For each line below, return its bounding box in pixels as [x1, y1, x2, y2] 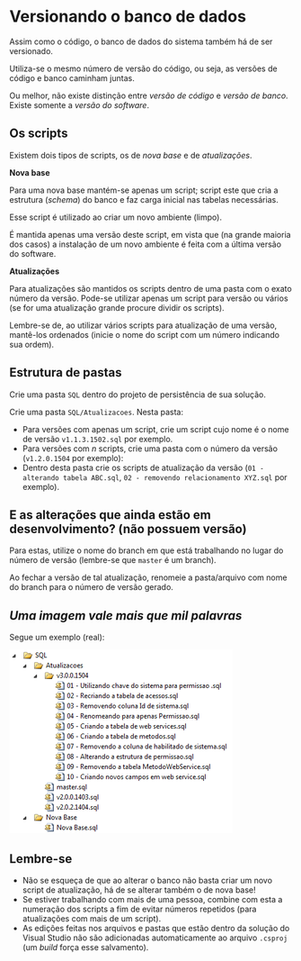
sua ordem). [9, 339, 55, 349]
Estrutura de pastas [9, 365, 122, 380]
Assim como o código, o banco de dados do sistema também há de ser [9, 36, 273, 47]
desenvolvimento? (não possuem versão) [9, 521, 247, 537]
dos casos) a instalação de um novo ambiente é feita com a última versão [9, 239, 281, 249]
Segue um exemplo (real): [9, 632, 105, 643]
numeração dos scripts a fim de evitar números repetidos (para [22, 903, 257, 914]
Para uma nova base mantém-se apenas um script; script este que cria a [9, 185, 279, 195]
